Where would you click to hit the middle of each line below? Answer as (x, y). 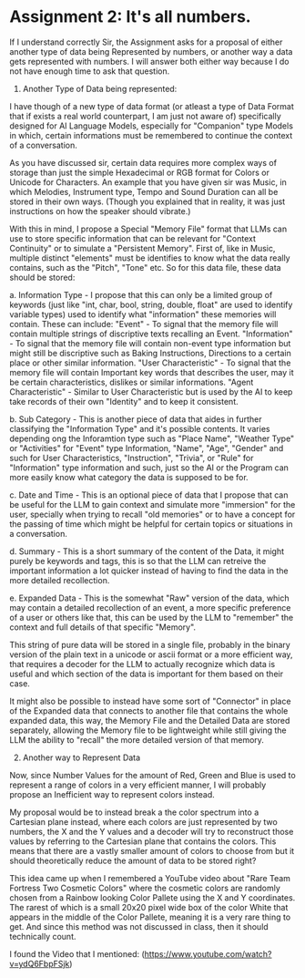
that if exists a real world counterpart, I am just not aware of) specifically (146, 116)
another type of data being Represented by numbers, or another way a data (151, 51)
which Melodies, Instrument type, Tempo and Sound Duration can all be (144, 191)
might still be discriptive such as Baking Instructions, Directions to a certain (150, 353)
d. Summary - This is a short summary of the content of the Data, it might (147, 551)
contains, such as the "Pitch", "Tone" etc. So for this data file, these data (145, 267)
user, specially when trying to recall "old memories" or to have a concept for (152, 514)
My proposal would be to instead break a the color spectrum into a (134, 812)
